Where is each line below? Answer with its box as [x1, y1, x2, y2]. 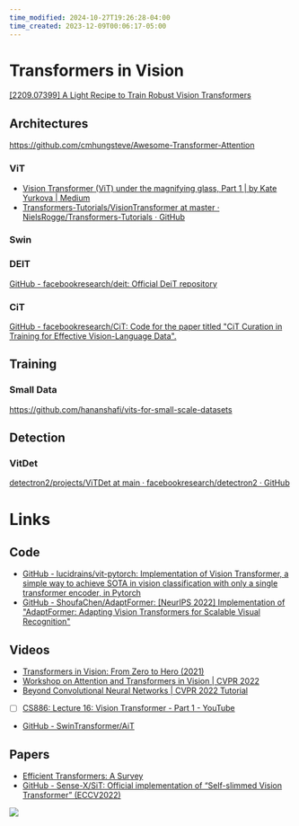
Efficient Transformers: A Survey [22, 770, 144, 782]
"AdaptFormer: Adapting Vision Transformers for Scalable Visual [22, 607, 260, 617]
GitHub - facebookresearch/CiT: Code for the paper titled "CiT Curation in [9, 321, 283, 333]
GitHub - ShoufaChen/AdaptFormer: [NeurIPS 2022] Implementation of [22, 597, 286, 608]
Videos [9, 642, 50, 657]
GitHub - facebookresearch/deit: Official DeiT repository [9, 278, 218, 289]
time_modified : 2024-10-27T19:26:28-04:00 [9, 13, 171, 22]
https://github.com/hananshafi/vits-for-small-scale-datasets [9, 404, 233, 414]
